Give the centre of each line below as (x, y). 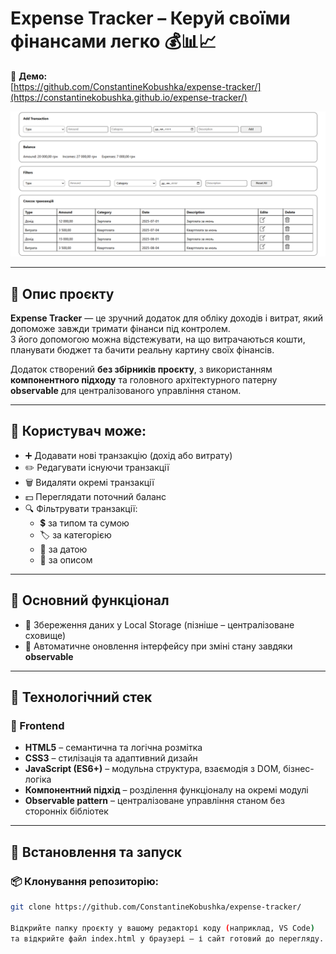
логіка (38, 779)
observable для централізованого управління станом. (126, 391)
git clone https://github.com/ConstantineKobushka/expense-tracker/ (156, 907)
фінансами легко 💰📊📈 (113, 41)
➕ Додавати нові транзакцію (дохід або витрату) (128, 455)
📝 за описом (66, 559)
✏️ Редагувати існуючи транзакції (97, 467)
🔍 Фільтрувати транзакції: (81, 508)
